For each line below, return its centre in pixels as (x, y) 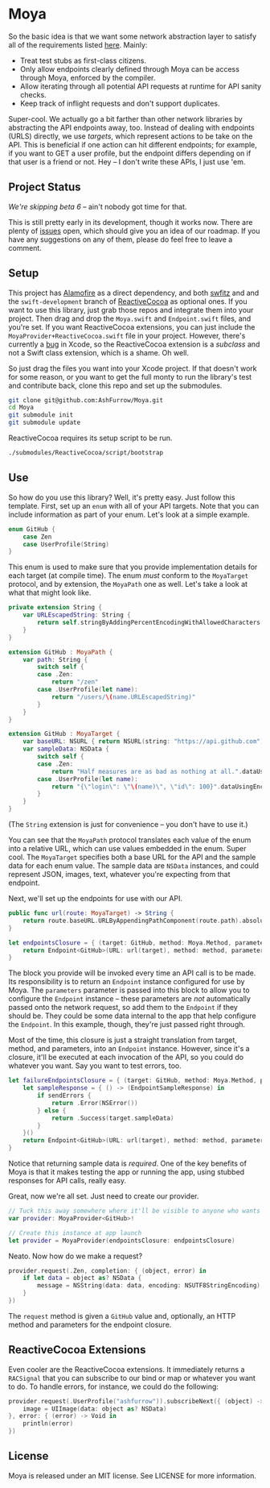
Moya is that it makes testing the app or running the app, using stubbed (127, 1172)
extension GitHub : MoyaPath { (61, 652)
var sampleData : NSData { (66, 749)
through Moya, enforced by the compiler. (88, 77)
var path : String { (55, 659)
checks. (33, 94)
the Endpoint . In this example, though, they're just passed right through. (127, 1025)
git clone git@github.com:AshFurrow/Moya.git (86, 400)
